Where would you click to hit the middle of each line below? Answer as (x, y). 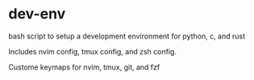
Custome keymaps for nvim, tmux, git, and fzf (84, 67)
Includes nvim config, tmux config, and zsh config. (93, 51)
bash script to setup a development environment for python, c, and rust (127, 36)
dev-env (37, 14)
